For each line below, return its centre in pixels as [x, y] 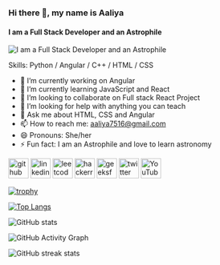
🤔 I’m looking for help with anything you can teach [103, 106]
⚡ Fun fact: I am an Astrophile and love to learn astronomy [116, 144]
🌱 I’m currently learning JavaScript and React [95, 89]
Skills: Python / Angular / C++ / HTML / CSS [81, 65]
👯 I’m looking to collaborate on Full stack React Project [110, 98]
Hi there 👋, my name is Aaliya [66, 13]
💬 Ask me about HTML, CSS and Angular [87, 114]
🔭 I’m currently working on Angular [77, 81]
